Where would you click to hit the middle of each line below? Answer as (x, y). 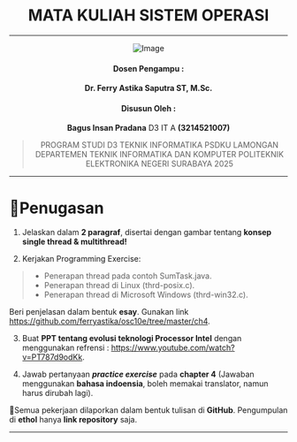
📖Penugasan (57, 208)
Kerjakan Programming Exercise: (81, 259)
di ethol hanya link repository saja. (73, 420)
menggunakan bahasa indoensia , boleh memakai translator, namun (145, 384)
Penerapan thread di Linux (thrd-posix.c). (119, 286)
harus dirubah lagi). (57, 393)
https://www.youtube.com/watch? (173, 348)
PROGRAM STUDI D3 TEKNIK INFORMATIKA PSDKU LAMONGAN (160, 145)
